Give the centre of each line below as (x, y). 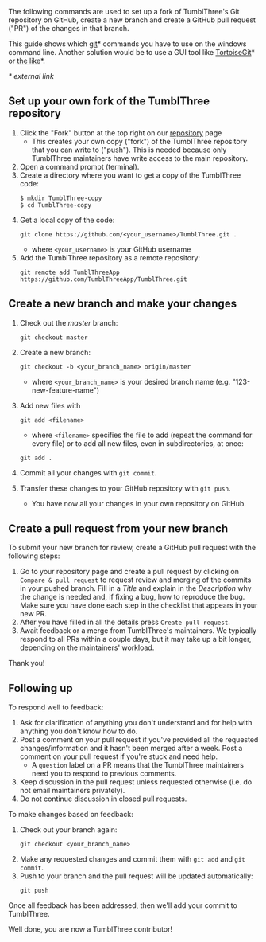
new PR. (33, 614)
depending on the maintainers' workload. (87, 647)
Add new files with (50, 405)
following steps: (34, 556)
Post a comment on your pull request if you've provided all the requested (139, 740)
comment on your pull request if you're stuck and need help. (119, 756)
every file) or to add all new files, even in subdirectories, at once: (137, 443)
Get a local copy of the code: (67, 220)
